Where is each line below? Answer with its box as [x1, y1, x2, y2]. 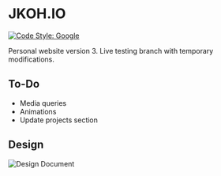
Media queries [19, 98, 67, 107]
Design [8, 138, 44, 152]
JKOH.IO [8, 5, 66, 23]
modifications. [8, 54, 55, 64]
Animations [19, 107, 57, 116]
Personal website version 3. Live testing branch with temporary [8, 46, 214, 55]
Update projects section [19, 115, 99, 125]
